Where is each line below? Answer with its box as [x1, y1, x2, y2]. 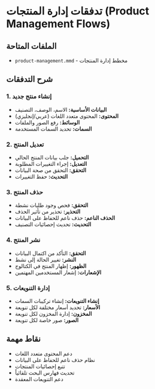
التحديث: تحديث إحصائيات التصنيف [14, 221, 92, 228]
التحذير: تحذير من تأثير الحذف [14, 208, 81, 215]
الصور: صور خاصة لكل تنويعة [14, 316, 79, 323]
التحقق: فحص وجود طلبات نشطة [14, 201, 89, 209]
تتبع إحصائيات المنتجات [14, 363, 66, 370]
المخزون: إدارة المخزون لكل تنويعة [14, 310, 92, 317]
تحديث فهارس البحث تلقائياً [14, 369, 75, 376]
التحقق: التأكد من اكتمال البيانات [14, 250, 86, 257]
